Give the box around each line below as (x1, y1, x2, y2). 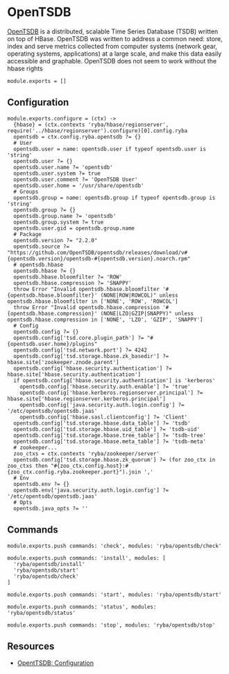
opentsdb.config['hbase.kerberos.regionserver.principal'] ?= (19, 389, 203, 396)
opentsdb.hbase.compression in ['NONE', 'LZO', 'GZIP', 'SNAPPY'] (7, 316, 203, 323)
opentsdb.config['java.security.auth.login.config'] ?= (19, 401, 185, 408)
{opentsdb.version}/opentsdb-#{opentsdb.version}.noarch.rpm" (7, 255, 191, 262)
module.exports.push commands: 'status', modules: (7, 603, 157, 610)
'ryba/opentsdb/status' (7, 609, 76, 616)
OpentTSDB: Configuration (17, 659, 94, 667)
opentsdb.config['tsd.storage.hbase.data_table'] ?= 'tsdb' (13, 419, 191, 427)
